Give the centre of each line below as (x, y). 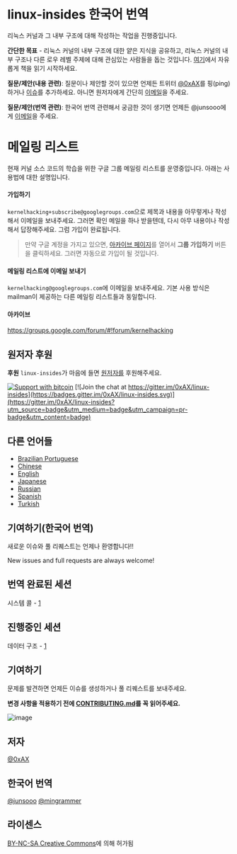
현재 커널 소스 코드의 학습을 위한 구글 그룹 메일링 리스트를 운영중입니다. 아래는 (115, 168)
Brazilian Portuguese (48, 459)
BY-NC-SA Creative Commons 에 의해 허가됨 (71, 843)
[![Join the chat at (101, 387)
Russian (29, 489)
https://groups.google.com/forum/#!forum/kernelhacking (90, 331)
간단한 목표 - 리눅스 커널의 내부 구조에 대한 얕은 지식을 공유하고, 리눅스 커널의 (114, 50)
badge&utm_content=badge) (49, 417)
